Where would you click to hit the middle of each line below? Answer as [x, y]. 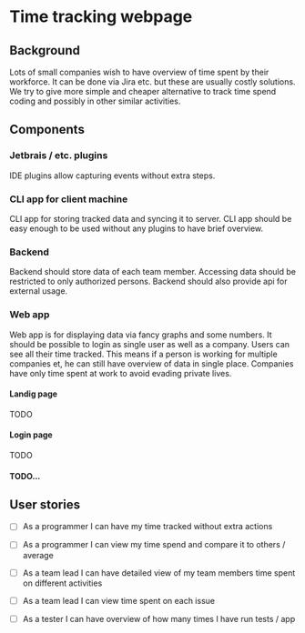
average [38, 555]
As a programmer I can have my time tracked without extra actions [147, 527]
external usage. [39, 291]
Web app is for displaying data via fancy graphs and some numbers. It [141, 335]
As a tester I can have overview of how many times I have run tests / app [159, 618]
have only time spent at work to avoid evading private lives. [121, 373]
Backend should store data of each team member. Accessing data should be [152, 272]
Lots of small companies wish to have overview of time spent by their [139, 72]
